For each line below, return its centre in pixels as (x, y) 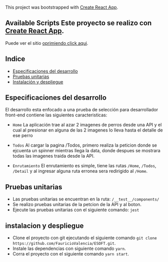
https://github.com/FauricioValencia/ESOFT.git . (64, 243)
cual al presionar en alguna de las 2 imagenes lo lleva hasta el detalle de (88, 130)
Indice (15, 59)
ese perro (23, 136)
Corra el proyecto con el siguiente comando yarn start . (71, 254)
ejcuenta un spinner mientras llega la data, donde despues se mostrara (86, 151)
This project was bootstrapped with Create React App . (62, 7)
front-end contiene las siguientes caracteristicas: (56, 115)
